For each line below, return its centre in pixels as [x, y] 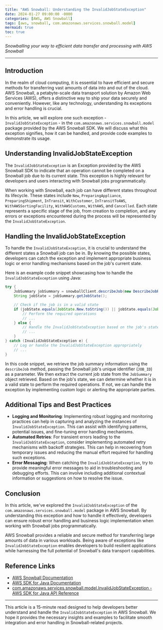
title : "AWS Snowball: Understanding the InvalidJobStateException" [76, 9]
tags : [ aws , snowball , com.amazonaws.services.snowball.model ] [70, 23]
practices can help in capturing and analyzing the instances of [74, 422]
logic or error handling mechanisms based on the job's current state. [73, 264]
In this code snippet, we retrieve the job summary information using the [76, 364]
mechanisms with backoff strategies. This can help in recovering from [82, 448]
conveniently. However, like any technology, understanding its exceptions [78, 103]
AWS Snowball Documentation [43, 578]
